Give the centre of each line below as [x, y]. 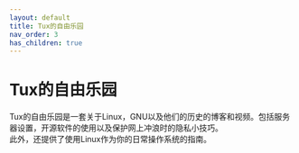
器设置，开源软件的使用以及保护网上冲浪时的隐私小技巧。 [116, 128]
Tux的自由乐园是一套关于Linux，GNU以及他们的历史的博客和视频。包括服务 [150, 117]
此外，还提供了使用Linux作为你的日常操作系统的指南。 [111, 139]
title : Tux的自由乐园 [47, 26]
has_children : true [46, 43]
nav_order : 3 [34, 34]
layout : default [40, 18]
